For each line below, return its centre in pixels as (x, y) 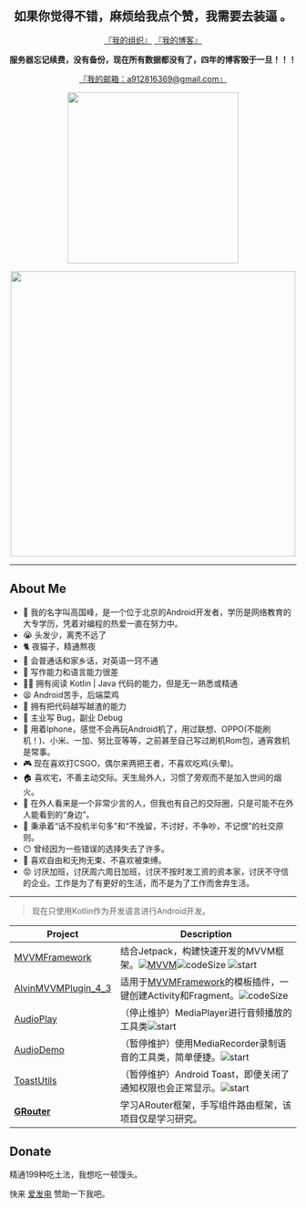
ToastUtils (36, 1080)
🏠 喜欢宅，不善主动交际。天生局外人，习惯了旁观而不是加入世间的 (148, 777)
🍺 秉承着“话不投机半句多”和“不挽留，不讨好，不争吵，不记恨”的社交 (149, 826)
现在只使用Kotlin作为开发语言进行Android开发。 (121, 911)
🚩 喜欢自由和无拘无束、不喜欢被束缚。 (94, 859)
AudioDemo (40, 1049)
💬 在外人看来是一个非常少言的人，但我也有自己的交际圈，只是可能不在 (154, 803)
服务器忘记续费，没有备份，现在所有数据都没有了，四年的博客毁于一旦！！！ (153, 59)
